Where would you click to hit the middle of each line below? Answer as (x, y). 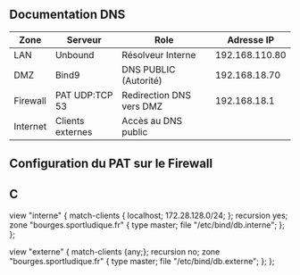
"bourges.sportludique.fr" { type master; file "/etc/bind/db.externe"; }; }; (142, 262)
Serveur (84, 39)
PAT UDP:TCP (84, 95)
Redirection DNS (157, 95)
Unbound (75, 54)
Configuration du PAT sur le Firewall (111, 164)
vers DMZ (142, 106)
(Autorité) (142, 80)
